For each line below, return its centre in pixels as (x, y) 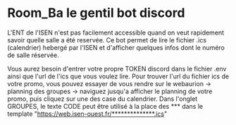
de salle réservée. (33, 55)
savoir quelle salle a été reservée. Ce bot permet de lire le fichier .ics (107, 40)
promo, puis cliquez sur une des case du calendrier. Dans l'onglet (103, 99)
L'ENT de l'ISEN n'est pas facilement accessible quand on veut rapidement (116, 32)
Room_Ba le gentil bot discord (96, 13)
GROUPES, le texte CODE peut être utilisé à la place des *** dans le (105, 106)
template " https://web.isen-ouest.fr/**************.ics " (87, 114)
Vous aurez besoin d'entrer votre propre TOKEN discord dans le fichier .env (117, 69)
